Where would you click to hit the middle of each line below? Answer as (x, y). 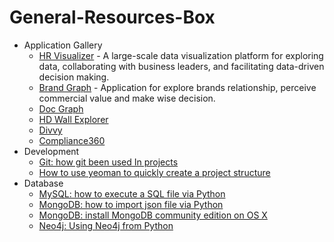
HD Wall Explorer (73, 119)
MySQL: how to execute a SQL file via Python (132, 193)
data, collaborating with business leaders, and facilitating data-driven (181, 66)
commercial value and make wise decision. (127, 98)
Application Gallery (63, 45)
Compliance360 (72, 140)
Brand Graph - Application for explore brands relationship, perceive (177, 87)
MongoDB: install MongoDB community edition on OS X (153, 215)
